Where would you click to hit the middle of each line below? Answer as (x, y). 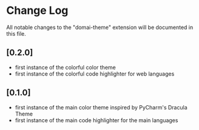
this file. (16, 33)
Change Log (37, 11)
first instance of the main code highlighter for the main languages (96, 120)
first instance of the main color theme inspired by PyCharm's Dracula (101, 107)
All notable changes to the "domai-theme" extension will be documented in (100, 27)
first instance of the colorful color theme (65, 67)
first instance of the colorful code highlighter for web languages (95, 74)
